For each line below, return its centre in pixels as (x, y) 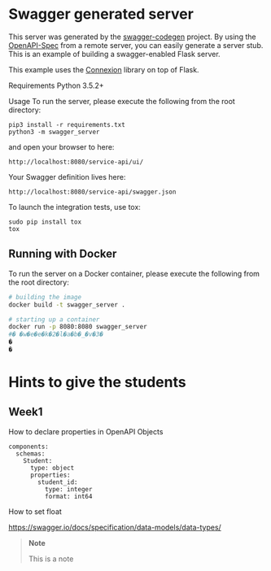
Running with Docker (63, 254)
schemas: (31, 453)
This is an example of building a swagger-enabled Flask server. (115, 54)
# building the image (45, 297)
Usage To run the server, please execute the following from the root (122, 101)
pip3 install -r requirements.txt (67, 124)
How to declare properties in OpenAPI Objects (86, 431)
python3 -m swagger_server (54, 132)
